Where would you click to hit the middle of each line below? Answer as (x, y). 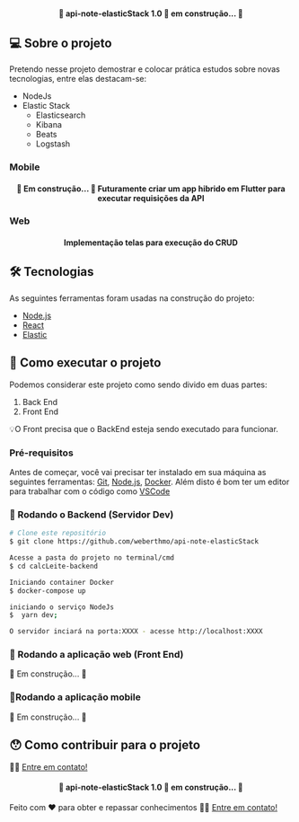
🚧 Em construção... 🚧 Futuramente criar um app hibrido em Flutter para (151, 189)
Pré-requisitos (41, 453)
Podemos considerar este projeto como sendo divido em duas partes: (138, 384)
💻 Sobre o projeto (61, 43)
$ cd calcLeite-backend (54, 566)
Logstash (53, 144)
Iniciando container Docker (62, 582)
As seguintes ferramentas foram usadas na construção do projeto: (132, 298)
